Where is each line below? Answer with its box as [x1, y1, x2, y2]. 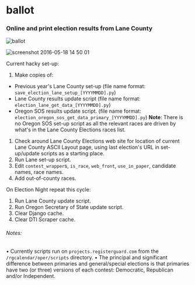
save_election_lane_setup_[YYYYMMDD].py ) [14, 89, 116, 96]
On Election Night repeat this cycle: [6, 186, 91, 193]
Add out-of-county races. [14, 175, 76, 182]
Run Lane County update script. [14, 197, 92, 204]
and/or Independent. [6, 272, 55, 279]
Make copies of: [14, 71, 54, 79]
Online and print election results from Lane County [6, 25, 153, 33]
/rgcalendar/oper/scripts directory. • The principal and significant [6, 253, 168, 260]
